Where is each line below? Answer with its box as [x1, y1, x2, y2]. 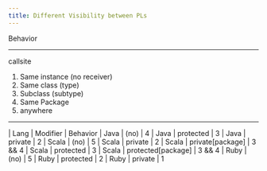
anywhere [19, 105, 53, 115]
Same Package [19, 97, 70, 107]
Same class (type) [19, 80, 79, 90]
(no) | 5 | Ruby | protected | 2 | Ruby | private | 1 [8, 154, 164, 163]
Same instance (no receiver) [19, 72, 113, 81]
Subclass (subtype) [19, 88, 84, 98]
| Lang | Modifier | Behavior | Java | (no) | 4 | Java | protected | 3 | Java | [8, 128, 246, 138]
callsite [8, 56, 32, 66]
